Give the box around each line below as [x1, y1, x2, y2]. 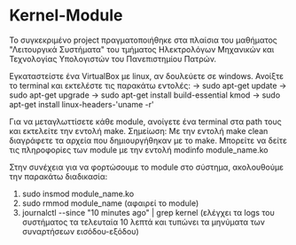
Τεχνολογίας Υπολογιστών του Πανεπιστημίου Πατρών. [9, 53, 217, 64]
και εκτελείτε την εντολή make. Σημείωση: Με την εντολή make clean [9, 125, 269, 136]
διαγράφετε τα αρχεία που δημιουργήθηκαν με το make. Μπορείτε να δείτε [9, 135, 288, 146]
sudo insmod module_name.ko [21, 188, 135, 199]
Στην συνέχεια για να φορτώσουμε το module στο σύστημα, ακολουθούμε [9, 162, 284, 172]
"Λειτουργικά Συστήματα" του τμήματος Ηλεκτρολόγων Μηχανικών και [9, 43, 275, 54]
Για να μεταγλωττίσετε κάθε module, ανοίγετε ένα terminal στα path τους [9, 116, 282, 127]
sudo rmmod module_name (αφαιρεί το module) [21, 197, 199, 209]
